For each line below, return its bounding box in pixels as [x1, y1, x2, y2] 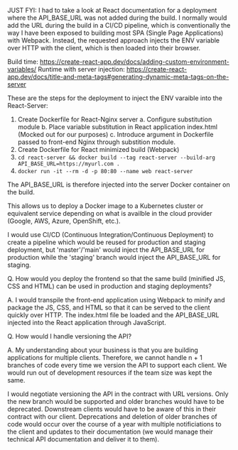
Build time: [7, 57, 39, 66]
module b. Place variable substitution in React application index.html [17, 123, 218, 131]
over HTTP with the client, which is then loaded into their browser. [7, 44, 201, 52]
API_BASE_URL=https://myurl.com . [17, 160, 120, 168]
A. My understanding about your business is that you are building [7, 346, 199, 354]
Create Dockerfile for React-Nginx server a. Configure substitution [17, 115, 212, 124]
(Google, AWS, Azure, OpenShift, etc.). [7, 216, 121, 225]
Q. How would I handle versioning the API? [7, 332, 132, 340]
